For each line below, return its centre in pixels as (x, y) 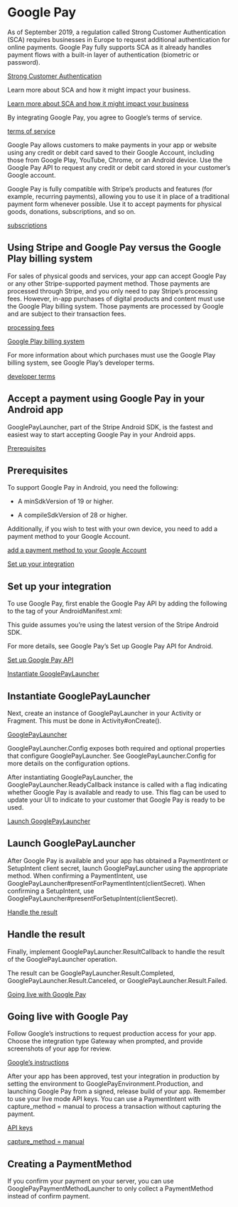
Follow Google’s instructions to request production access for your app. (112, 1034)
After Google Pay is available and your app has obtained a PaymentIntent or (118, 860)
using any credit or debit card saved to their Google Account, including (111, 152)
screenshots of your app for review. (59, 1048)
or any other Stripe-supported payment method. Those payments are (109, 283)
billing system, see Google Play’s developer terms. (81, 363)
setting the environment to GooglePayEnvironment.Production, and (106, 1084)
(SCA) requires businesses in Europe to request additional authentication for (119, 39)
